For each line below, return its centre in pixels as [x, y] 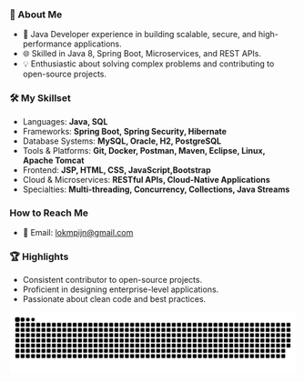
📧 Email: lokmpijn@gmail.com [78, 232]
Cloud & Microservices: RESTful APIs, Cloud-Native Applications [146, 179]
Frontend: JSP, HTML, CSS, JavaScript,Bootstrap [117, 170]
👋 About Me [36, 15]
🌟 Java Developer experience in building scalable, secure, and [139, 35]
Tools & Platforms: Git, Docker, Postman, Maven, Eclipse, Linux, [144, 150]
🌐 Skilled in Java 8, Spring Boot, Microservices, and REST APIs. [142, 54]
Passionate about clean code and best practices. [114, 299]
